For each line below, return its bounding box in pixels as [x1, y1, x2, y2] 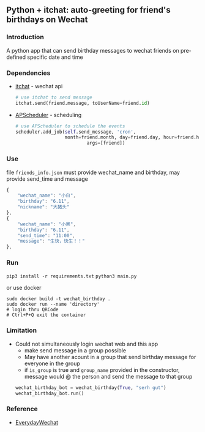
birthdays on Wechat [6, 15, 88, 25]
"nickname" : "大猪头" [17, 204, 70, 210]
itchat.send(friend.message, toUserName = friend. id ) [15, 100, 150, 106]
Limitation [6, 326, 37, 335]
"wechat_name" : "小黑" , [17, 221, 76, 227]
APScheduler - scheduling [15, 111, 82, 118]
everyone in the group [24, 360, 81, 367]
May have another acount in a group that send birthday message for [24, 353, 196, 360]
